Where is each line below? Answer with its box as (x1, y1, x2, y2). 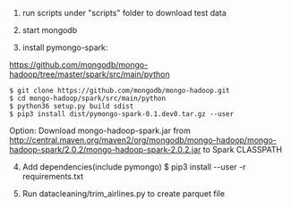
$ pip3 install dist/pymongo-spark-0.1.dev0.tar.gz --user (9, 110, 235, 119)
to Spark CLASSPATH (202, 145, 283, 154)
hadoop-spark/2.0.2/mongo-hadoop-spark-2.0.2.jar (9, 145, 201, 154)
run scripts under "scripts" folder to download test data (21, 8, 227, 18)
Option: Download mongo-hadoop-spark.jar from (9, 125, 191, 136)
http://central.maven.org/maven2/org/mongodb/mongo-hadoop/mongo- (9, 135, 278, 146)
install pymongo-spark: (21, 42, 108, 53)
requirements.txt (21, 171, 84, 181)
